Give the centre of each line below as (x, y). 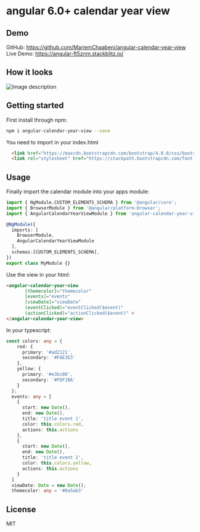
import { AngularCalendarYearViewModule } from (66, 214)
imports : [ (25, 230)
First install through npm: (37, 120)
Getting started (35, 106)
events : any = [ (32, 397)
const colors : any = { (34, 341)
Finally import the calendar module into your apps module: (78, 191)
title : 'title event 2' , (53, 457)
